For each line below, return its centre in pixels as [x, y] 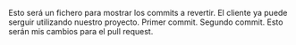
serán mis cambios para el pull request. [81, 31]
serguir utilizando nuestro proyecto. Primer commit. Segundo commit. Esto [146, 22]
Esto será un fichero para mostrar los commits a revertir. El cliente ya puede [148, 13]
